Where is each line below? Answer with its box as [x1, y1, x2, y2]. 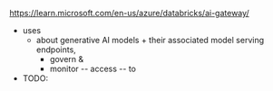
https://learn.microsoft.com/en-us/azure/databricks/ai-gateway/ [9, 8, 249, 18]
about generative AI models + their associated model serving [35, 35, 265, 45]
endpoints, [35, 44, 77, 55]
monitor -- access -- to [49, 63, 136, 74]
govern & [49, 54, 84, 64]
